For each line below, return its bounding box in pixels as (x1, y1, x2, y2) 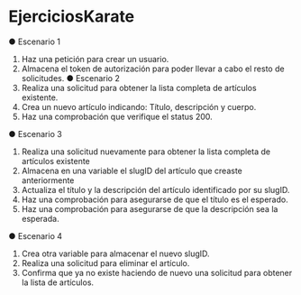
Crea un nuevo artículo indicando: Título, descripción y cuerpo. (21, 101, 257, 112)
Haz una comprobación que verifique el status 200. (21, 111, 213, 122)
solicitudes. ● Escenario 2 (21, 72, 121, 83)
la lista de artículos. (21, 277, 95, 288)
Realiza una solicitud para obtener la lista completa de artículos (21, 82, 258, 93)
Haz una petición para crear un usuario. (21, 53, 169, 64)
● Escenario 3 (8, 128, 62, 139)
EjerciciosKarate (8, 6, 135, 27)
